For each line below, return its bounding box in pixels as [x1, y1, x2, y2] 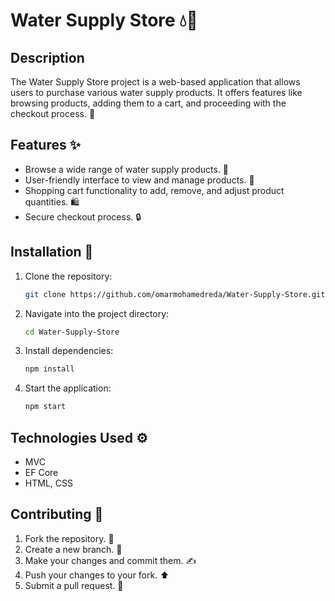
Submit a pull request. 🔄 [24, 579, 124, 591]
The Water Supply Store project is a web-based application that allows [10, 76, 301, 88]
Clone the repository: [24, 270, 113, 282]
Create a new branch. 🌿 [24, 543, 123, 555]
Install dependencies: [24, 345, 114, 357]
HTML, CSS [24, 477, 73, 489]
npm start [24, 402, 67, 412]
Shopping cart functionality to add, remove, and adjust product [24, 184, 285, 196]
